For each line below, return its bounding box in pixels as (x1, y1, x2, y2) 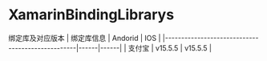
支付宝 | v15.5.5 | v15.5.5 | (127, 43, 212, 53)
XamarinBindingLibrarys (8, 6, 175, 24)
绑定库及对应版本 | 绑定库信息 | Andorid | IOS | (8, 33, 161, 43)
